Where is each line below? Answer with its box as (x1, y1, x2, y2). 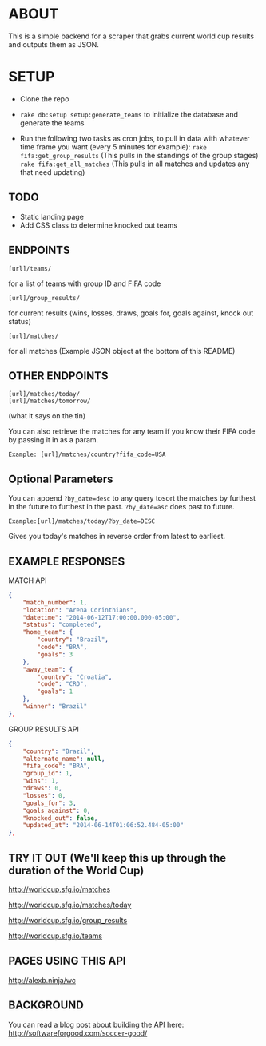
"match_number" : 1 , (22, 598, 88, 607)
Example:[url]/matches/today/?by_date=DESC (8, 517, 156, 525)
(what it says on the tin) (8, 411, 86, 421)
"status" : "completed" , (22, 620, 102, 629)
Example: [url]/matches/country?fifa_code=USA (8, 450, 166, 459)
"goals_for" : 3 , (22, 799, 77, 807)
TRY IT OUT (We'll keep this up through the (8, 851, 227, 865)
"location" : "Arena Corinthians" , (22, 606, 137, 614)
